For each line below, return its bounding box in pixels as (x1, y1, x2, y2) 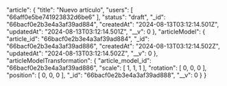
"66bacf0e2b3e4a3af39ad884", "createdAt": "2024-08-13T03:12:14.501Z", (6, 20, 219, 28)
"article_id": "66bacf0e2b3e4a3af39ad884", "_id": (6, 35, 150, 43)
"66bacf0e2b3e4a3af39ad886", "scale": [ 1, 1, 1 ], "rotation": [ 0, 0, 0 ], (6, 64, 207, 72)
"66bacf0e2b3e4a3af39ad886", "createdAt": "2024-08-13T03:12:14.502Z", (6, 42, 220, 50)
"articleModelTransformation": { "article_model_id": (6, 57, 152, 64)
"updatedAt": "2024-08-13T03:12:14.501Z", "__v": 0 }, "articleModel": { (6, 27, 206, 35)
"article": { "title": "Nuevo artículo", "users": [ (6, 6, 133, 14)
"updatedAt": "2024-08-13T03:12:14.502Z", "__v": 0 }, (6, 49, 158, 57)
